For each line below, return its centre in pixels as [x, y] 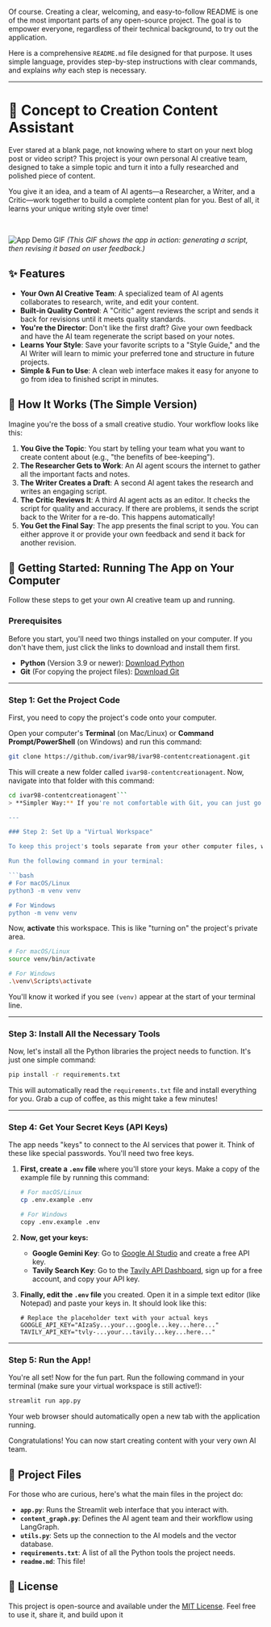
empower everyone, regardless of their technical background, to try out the [133, 29]
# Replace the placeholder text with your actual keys [114, 1318]
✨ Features [37, 274]
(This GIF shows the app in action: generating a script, [158, 240]
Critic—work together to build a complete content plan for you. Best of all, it [134, 200]
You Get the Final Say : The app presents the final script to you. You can [139, 525]
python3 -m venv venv [45, 891]
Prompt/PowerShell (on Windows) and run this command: [105, 742]
